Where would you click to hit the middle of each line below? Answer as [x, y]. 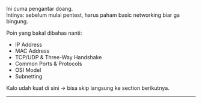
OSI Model [28, 70]
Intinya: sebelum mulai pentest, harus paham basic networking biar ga [93, 15]
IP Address [29, 45]
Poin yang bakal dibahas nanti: [44, 33]
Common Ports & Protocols [48, 63]
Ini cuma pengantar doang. [40, 9]
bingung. [17, 21]
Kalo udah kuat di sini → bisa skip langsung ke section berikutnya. [88, 88]
